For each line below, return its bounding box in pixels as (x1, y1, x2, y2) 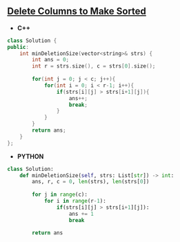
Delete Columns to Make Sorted (7, 6, 147, 17)
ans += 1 (68, 210, 94, 217)
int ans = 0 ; (32, 57, 70, 63)
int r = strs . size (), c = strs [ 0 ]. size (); (32, 63, 156, 70)
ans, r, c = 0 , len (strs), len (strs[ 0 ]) (32, 179, 150, 185)
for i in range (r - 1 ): (43, 198, 107, 205)
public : (7, 43, 30, 50)
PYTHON (17, 152, 44, 161)
